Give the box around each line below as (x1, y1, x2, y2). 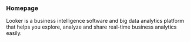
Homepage (6, 4, 38, 12)
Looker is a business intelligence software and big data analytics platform (6, 17, 184, 24)
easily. (6, 30, 22, 37)
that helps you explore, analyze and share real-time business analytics (6, 23, 177, 30)
